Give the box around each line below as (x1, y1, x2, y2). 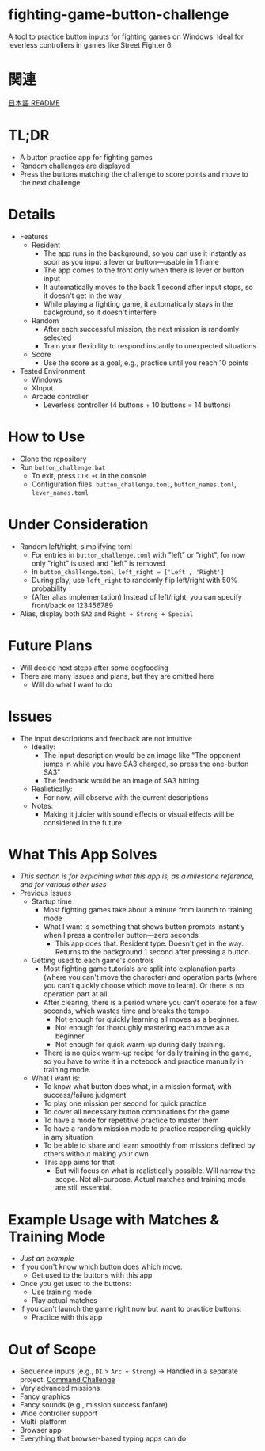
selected (43, 333, 72, 342)
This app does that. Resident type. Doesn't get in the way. (55, 939, 244, 948)
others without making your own (43, 1149, 149, 1159)
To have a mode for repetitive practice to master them (43, 1115, 219, 1125)
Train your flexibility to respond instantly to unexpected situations (43, 341, 257, 350)
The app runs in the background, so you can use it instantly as (43, 248, 247, 258)
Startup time (31, 897, 73, 906)
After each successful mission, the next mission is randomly (43, 324, 240, 333)
